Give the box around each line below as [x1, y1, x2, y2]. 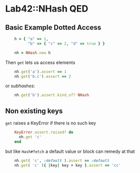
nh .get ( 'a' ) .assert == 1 [14, 69, 67, 74]
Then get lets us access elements [5, 59, 76, 66]
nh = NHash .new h [14, 50, 51, 55]
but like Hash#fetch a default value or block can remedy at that [5, 148, 135, 154]
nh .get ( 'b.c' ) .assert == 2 [14, 74, 71, 79]
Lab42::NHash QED [5, 3, 88, 15]
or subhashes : [5, 83, 35, 89]
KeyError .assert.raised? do [14, 130, 73, 135]
